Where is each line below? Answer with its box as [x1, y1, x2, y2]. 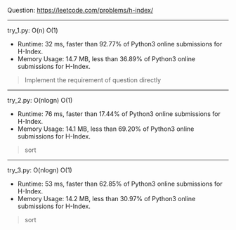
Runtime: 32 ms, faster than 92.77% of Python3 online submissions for [17, 40, 223, 48]
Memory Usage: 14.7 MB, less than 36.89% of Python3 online [17, 55, 196, 63]
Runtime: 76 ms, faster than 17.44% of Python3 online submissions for [17, 110, 221, 118]
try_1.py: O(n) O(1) [7, 26, 58, 34]
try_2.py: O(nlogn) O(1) [7, 96, 73, 104]
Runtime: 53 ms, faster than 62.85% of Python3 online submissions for [17, 179, 223, 188]
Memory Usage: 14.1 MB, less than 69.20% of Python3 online [17, 124, 195, 133]
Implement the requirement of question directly [24, 76, 162, 84]
